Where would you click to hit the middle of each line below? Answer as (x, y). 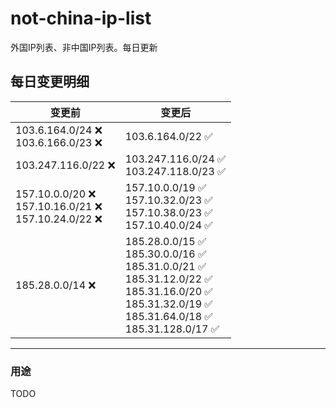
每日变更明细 (50, 82)
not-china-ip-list (81, 18)
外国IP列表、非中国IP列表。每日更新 (84, 47)
